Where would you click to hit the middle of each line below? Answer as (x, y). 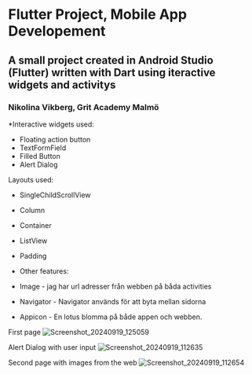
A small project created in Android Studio (111, 60)
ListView (33, 241)
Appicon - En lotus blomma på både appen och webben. (111, 317)
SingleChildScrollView (55, 195)
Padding (33, 256)
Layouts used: (31, 179)
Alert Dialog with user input (52, 347)
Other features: (44, 271)
